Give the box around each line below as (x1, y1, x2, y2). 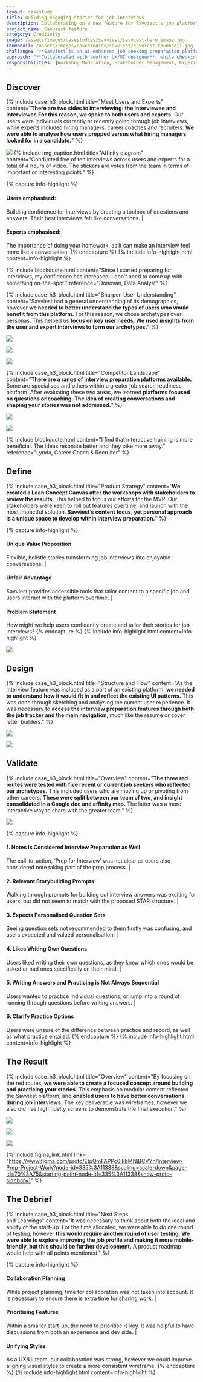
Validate (6, 758, 38, 769)
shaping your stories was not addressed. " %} (6, 401, 123, 408)
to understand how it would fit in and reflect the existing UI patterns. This (6, 692, 193, 699)
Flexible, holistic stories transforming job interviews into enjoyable (6, 553, 171, 561)
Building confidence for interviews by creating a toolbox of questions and (6, 207, 189, 215)
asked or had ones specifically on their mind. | (6, 965, 121, 972)
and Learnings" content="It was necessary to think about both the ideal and (6, 1217, 195, 1224)
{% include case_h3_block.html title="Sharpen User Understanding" (6, 291, 176, 298)
